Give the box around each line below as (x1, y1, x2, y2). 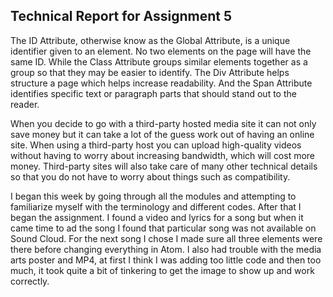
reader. (10, 98, 40, 110)
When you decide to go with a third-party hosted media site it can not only (10, 117, 317, 129)
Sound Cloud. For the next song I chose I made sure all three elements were (10, 232, 323, 244)
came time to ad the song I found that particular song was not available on (10, 222, 317, 234)
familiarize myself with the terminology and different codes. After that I (10, 200, 302, 213)
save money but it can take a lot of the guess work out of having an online (10, 128, 315, 140)
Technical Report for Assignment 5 (10, 8, 233, 25)
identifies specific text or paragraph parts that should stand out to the (10, 87, 297, 99)
